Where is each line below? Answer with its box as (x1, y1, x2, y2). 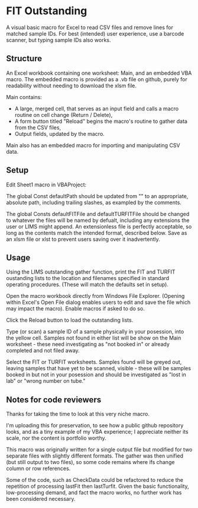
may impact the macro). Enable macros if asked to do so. (6, 305, 145, 312)
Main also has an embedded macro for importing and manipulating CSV (6, 141, 180, 149)
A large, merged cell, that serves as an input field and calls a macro (14, 105, 179, 112)
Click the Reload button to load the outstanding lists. (6, 316, 134, 324)
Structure (6, 53, 43, 63)
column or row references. (6, 465, 71, 472)
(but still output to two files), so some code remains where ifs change (6, 459, 175, 466)
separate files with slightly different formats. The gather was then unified (6, 452, 184, 459)
